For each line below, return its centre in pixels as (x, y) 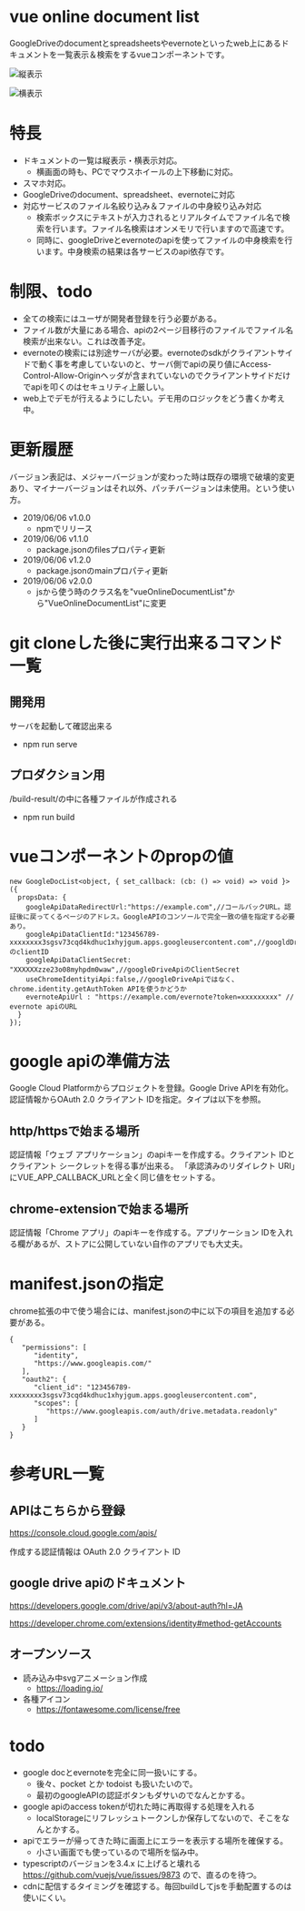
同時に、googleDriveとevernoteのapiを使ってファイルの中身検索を (160, 239)
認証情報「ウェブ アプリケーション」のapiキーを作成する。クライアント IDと (152, 1154)
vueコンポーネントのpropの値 (122, 856)
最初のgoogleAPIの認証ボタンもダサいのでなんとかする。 (143, 1794)
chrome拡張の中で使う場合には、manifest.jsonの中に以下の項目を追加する (148, 1311)
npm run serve (50, 744)
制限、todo (51, 292)
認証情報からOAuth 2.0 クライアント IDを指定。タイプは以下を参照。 (138, 1100)
